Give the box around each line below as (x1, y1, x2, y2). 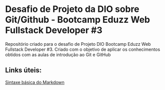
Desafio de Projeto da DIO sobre (5, 3, 140, 15)
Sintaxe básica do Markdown (5, 79, 65, 85)
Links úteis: (5, 66, 42, 75)
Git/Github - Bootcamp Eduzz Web (5, 14, 150, 25)
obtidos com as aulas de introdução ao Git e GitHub (5, 51, 111, 58)
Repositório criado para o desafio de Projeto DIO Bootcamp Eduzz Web (5, 41, 151, 47)
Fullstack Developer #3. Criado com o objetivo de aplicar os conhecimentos (5, 46, 161, 52)
